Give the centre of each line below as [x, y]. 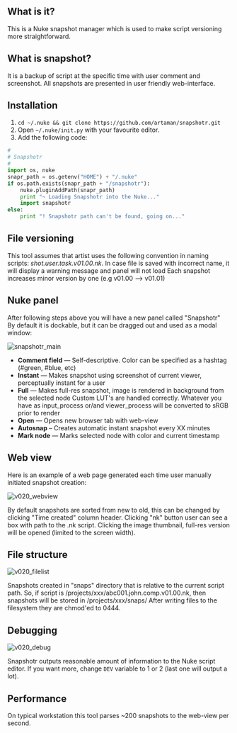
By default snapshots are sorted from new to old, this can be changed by [114, 510]
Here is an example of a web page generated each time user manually [110, 475]
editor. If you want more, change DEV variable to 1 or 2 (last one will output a [117, 668]
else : [15, 210]
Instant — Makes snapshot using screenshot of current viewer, [110, 375]
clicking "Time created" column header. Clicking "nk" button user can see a [117, 517]
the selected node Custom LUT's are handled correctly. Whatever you [120, 398]
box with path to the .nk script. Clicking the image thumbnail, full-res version [118, 525]
